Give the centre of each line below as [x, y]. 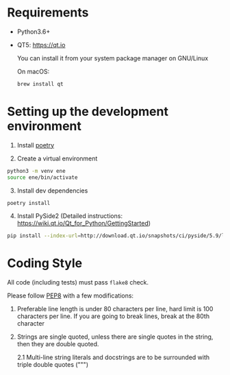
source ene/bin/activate [42, 177]
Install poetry [36, 145]
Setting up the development [88, 112]
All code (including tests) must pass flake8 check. [78, 282]
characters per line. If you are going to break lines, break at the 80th [113, 316]
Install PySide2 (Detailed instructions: [70, 216]
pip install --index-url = [44, 236]
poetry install [29, 203]
